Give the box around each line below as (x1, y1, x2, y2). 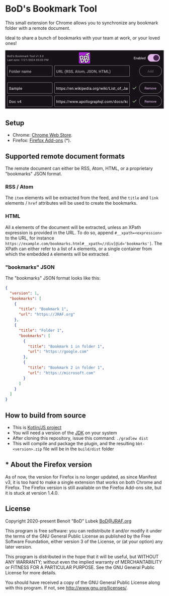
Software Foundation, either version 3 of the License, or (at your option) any (5, 538, 163, 545)
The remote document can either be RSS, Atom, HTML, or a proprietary (5, 165, 153, 171)
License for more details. (5, 569, 57, 575)
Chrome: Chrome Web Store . (12, 132, 73, 138)
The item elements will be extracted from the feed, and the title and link (5, 195, 159, 201)
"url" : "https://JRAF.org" (18, 312, 75, 317)
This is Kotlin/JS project (12, 425, 62, 431)
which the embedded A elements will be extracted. (5, 251, 110, 257)
